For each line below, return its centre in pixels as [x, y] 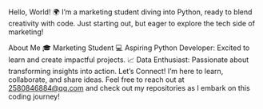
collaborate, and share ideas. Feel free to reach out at [97, 80]
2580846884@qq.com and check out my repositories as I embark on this [129, 88]
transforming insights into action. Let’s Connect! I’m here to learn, [116, 71]
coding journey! [34, 96]
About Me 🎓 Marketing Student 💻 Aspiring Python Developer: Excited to [129, 48]
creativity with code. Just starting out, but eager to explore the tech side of [132, 23]
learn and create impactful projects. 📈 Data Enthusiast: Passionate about [129, 60]
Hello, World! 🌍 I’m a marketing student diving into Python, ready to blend [130, 12]
